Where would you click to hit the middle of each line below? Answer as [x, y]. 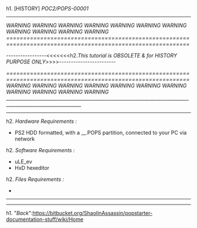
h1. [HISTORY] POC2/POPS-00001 [47, 9]
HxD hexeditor [32, 168]
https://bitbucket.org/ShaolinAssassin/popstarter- [92, 213]
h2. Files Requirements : [35, 179]
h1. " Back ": [19, 213]
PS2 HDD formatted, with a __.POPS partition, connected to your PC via [101, 133]
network [25, 139]
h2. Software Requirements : [40, 150]
